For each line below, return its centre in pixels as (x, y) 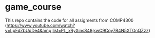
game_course (33, 7)
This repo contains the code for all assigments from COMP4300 (69, 20)
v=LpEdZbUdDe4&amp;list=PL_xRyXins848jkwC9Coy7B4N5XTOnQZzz (77, 30)
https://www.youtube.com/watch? (41, 25)
